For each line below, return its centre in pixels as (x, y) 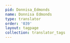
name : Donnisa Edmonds (29, 14)
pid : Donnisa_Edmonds (28, 10)
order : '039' (19, 23)
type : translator (23, 19)
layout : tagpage (22, 28)
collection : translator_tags (35, 33)
